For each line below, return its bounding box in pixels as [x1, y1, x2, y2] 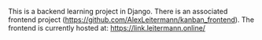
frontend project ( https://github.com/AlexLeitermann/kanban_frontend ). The [8, 15, 254, 24]
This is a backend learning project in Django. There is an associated [8, 7, 228, 16]
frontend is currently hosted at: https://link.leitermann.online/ [8, 24, 206, 32]
